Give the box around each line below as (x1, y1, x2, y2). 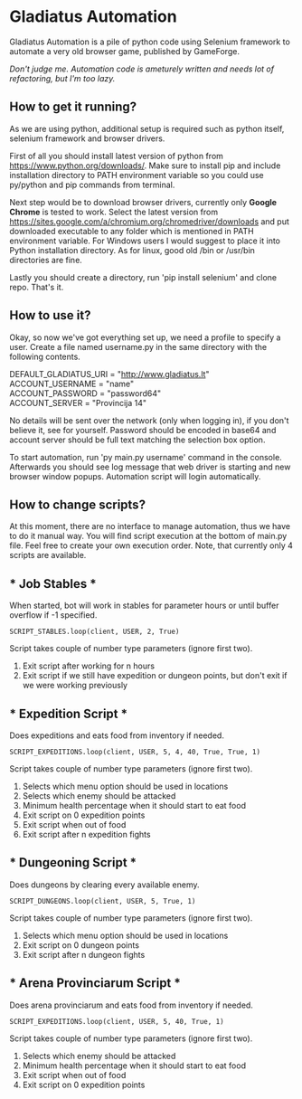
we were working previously (22, 680, 128, 691)
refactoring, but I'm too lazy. (9, 72, 116, 83)
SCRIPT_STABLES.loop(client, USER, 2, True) (9, 627, 180, 637)
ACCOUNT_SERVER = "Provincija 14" (9, 397, 147, 408)
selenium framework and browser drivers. (9, 133, 165, 144)
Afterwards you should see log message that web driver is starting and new (9, 461, 291, 472)
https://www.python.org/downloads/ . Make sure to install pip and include (9, 160, 281, 171)
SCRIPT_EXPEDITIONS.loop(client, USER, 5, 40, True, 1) (9, 1017, 224, 1026)
